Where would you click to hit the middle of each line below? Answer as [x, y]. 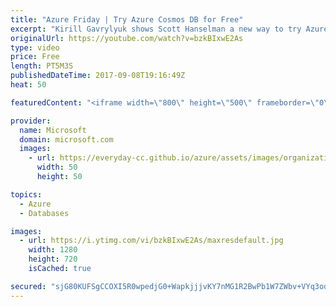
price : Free [35, 57]
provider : [31, 121]
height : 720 [53, 259]
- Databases [44, 213]
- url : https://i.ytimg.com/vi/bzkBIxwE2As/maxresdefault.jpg [151, 241]
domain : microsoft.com [66, 139]
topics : [26, 194]
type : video [35, 47]
